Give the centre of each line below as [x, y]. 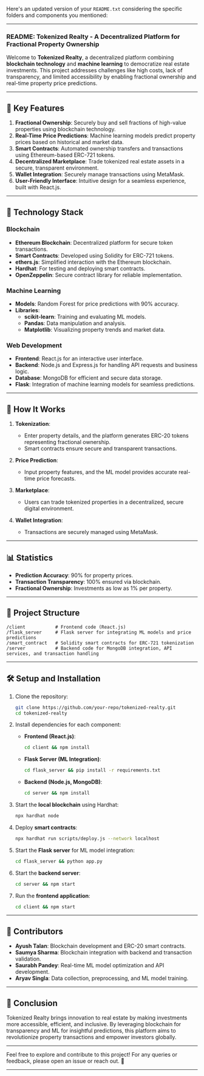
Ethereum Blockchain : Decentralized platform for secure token [94, 242]
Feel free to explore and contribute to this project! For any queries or [92, 1055]
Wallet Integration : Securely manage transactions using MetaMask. [100, 174]
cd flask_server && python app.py [59, 861]
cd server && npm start [45, 884]
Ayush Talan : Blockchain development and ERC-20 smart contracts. [100, 946]
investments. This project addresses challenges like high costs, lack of [95, 70]
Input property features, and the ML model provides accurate [100, 472]
